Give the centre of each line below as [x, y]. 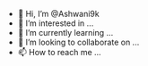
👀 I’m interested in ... [56, 23]
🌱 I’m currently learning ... [65, 33]
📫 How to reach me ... [59, 52]
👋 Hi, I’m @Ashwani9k [59, 14]
